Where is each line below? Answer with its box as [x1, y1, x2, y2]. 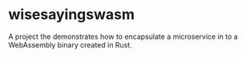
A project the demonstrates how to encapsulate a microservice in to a [8, 32, 238, 41]
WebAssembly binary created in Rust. [8, 40, 132, 49]
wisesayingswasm [8, 6, 135, 24]
